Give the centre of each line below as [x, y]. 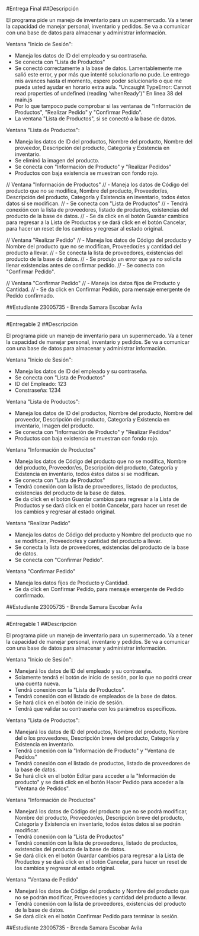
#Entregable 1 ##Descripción [41, 624]
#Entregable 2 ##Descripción [42, 324]
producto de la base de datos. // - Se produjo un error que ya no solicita [94, 259]
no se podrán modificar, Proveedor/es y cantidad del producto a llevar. [101, 897]
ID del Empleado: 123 [41, 384]
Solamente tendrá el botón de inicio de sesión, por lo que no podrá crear [103, 677]
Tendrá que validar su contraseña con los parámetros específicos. [95, 709]
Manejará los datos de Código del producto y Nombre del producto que [102, 891]
